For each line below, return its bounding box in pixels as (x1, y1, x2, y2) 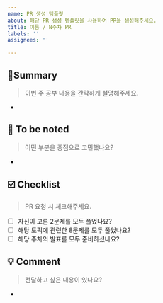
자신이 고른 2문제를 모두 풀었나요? (17, 217, 112, 225)
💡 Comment (7, 256, 61, 268)
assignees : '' (7, 37, 50, 44)
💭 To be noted (7, 123, 69, 135)
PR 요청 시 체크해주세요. (24, 202, 92, 210)
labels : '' (7, 30, 40, 38)
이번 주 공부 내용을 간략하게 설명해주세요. (24, 88, 139, 97)
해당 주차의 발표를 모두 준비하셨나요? (17, 234, 120, 243)
